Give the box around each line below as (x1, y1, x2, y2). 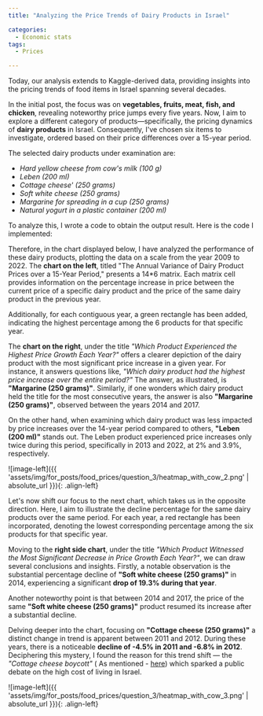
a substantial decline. (8, 611, 77, 620)
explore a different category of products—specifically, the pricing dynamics (8, 116, 253, 126)
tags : (8, 40, 26, 48)
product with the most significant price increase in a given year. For (8, 359, 226, 368)
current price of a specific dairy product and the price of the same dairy (8, 286, 241, 296)
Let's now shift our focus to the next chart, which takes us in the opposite (8, 496, 246, 506)
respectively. (8, 449, 49, 459)
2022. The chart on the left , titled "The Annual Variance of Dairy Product (8, 261, 244, 271)
